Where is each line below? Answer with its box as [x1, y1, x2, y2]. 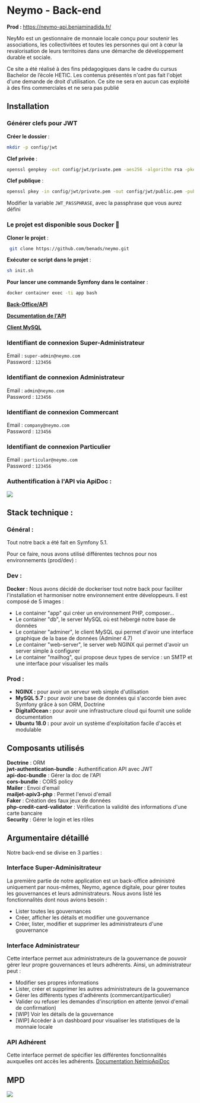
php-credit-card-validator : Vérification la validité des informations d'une [7, 803, 188, 810]
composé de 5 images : [7, 598, 64, 605]
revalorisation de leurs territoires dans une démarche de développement [7, 47, 183, 54]
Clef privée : [7, 155, 37, 162]
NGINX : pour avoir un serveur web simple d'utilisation [15, 688, 149, 695]
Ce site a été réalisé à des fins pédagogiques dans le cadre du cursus [7, 65, 177, 72]
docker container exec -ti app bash [7, 290, 97, 296]
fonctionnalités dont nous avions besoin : [7, 896, 107, 903]
